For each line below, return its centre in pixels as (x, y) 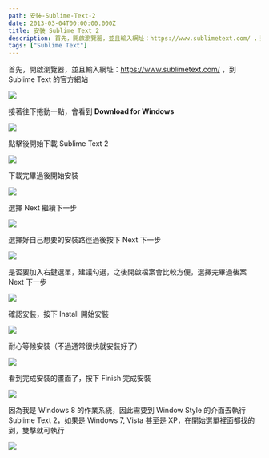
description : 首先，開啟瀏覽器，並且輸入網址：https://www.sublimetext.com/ (129, 38)
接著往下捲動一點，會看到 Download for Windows (91, 111)
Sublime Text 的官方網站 (48, 79)
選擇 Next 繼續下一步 (43, 208)
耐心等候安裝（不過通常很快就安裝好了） (75, 347)
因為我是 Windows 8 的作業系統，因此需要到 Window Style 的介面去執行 (127, 411)
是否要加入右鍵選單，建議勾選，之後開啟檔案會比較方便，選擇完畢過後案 (127, 272)
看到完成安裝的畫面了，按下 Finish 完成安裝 (80, 379)
